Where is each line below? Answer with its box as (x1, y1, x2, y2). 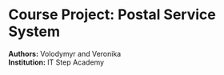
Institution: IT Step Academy (8, 57, 105, 67)
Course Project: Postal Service (8, 6, 216, 24)
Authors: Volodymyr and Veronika (8, 49, 122, 58)
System (8, 22, 61, 41)
